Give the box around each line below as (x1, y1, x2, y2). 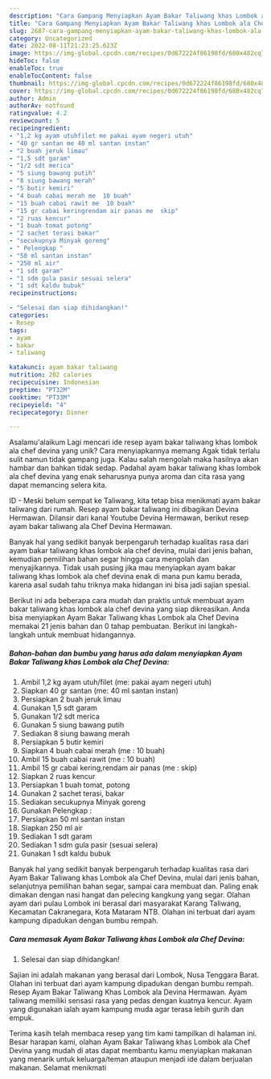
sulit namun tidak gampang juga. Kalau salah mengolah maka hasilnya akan (9, 455, 259, 465)
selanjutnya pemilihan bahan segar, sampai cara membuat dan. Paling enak (9, 881, 259, 891)
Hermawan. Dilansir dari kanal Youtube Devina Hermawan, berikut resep (9, 513, 248, 523)
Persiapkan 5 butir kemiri (20, 737, 104, 747)
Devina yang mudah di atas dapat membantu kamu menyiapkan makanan (9, 1046, 253, 1056)
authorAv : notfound (9, 102, 75, 110)
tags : (9, 326, 27, 335)
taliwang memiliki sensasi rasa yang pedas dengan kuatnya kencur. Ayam (9, 996, 253, 1006)
